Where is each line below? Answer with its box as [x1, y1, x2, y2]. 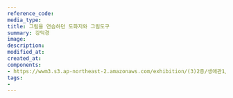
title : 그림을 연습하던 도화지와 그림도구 [7, 23, 110, 30]
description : [7, 42, 45, 49]
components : [7, 61, 42, 68]
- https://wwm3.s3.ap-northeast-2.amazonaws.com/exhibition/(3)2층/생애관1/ [7, 68, 229, 75]
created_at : [7, 55, 42, 62]
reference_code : [7, 10, 54, 17]
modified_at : [7, 49, 45, 56]
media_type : [7, 17, 42, 23]
